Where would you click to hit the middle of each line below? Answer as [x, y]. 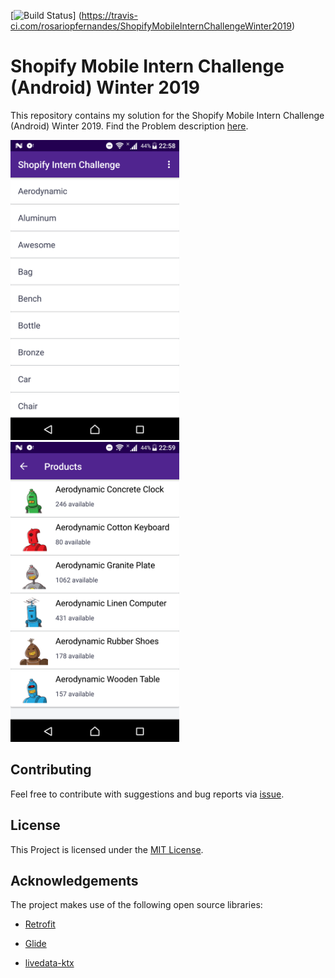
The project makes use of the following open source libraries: [136, 905]
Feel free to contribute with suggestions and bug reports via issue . [147, 794]
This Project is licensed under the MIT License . [107, 849]
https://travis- [109, 15]
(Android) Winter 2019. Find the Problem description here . [129, 126]
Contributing [51, 770]
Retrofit [40, 924]
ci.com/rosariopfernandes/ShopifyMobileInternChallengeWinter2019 [151, 26]
